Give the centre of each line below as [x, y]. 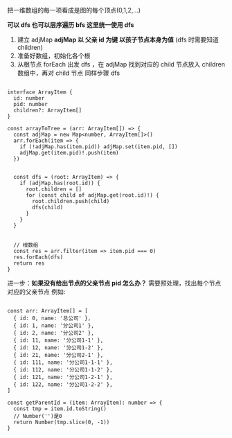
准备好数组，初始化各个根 [54, 55]
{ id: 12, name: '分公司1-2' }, [59, 348]
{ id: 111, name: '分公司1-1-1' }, [63, 362]
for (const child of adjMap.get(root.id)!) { [92, 195]
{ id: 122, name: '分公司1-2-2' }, [63, 385]
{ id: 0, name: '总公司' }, [52, 318]
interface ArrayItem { [40, 92]
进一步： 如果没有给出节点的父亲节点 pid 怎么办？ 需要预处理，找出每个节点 [114, 283]
